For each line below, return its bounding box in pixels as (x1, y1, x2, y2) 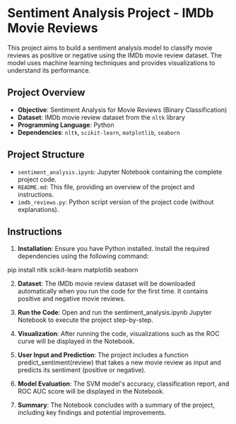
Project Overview (7, 87, 85, 99)
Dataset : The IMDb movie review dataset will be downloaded (17, 279, 196, 288)
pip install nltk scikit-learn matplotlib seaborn (7, 266, 138, 274)
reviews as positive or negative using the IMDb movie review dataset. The (7, 51, 223, 60)
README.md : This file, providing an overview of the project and (17, 182, 195, 191)
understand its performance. (7, 66, 90, 74)
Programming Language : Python (17, 121, 114, 129)
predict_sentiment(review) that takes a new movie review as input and (17, 358, 221, 367)
